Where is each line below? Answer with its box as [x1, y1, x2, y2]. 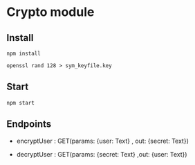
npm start [6, 99, 35, 106]
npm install [6, 50, 41, 57]
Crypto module [6, 4, 95, 20]
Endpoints [6, 119, 52, 130]
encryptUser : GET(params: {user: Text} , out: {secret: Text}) [16, 137, 189, 145]
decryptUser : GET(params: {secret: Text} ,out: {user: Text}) [16, 150, 187, 158]
